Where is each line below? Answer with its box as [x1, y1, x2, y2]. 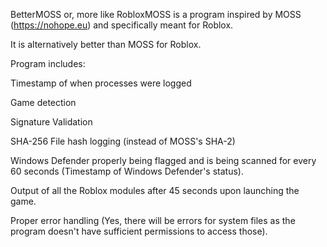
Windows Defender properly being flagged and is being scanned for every [10, 155, 317, 166]
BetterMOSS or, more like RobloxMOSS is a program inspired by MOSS [10, 9, 302, 20]
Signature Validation [10, 116, 93, 128]
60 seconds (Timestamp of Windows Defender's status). [10, 165, 244, 177]
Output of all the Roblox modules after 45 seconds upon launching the [10, 185, 300, 196]
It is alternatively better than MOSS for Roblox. [10, 39, 202, 50]
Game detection [10, 97, 77, 108]
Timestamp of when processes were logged [10, 77, 192, 89]
